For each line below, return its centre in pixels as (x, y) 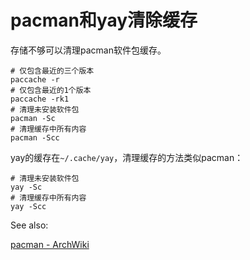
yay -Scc (28, 206)
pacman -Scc (35, 137)
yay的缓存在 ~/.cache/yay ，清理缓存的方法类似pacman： (127, 157)
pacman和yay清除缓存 (104, 20)
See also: (29, 225)
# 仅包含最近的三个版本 (52, 71)
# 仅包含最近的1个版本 (51, 90)
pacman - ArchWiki (50, 244)
